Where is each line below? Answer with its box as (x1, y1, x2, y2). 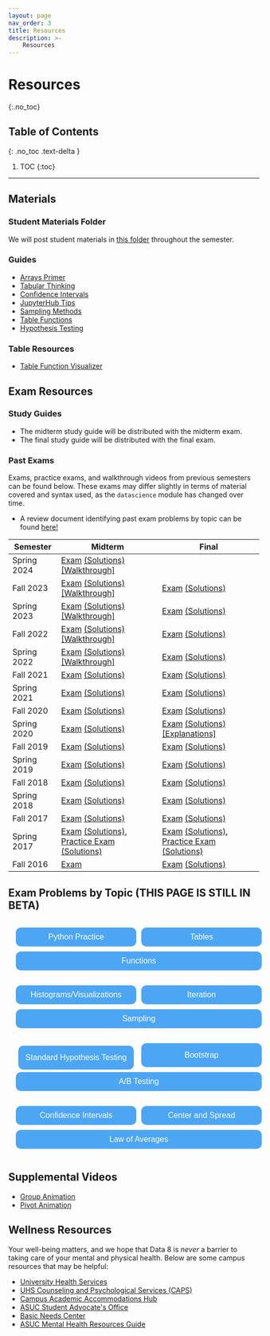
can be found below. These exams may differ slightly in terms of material (8, 482, 247, 491)
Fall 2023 (12, 583, 49, 594)
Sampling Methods (19, 306, 82, 316)
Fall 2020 (12, 705, 49, 716)
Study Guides (8, 408, 62, 420)
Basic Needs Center (19, 1310, 86, 1320)
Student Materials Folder (8, 216, 106, 227)
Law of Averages (108, 1134, 169, 1144)
